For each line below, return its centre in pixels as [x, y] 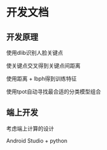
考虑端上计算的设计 [30, 128]
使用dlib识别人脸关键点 [35, 53]
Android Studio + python [37, 140]
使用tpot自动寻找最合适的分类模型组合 [54, 91]
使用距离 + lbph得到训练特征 [41, 79]
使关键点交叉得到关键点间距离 [43, 66]
